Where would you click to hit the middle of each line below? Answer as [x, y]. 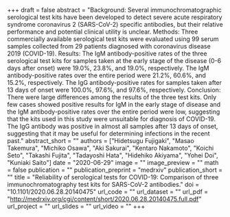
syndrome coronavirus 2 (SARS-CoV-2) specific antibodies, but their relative [115, 24]
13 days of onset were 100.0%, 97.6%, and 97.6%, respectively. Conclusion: [114, 90]
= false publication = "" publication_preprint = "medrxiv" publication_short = [115, 170]
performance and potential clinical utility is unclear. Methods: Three [103, 31]
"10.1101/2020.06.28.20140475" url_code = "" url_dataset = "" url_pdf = [108, 192]
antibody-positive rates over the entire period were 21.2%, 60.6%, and [106, 75]
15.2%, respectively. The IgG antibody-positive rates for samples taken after [114, 82]
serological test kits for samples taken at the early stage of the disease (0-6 [114, 61]
